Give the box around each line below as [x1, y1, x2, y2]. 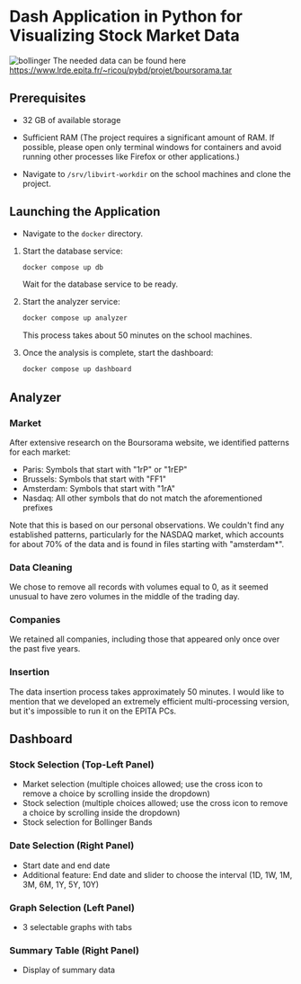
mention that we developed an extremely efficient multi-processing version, [9, 696, 290, 706]
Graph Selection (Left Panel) [9, 901, 135, 914]
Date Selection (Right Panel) [9, 839, 135, 852]
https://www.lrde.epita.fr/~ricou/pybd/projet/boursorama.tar [9, 65, 233, 75]
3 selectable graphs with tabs [22, 922, 133, 933]
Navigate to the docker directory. [22, 227, 144, 239]
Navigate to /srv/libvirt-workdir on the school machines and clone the [22, 168, 291, 179]
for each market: [9, 447, 71, 457]
